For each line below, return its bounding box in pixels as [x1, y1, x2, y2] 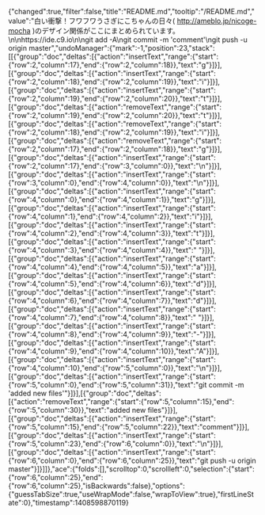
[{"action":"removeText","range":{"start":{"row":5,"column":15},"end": [8, 397, 235, 406]
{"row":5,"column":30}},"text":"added [8, 406, 131, 414]
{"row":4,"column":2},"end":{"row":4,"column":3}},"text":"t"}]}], [8, 229, 215, 238]
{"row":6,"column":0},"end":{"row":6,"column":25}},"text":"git [8, 456, 209, 465]
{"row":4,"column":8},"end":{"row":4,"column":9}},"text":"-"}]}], [8, 330, 216, 339]
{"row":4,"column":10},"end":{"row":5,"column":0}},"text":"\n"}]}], [8, 364, 222, 372]
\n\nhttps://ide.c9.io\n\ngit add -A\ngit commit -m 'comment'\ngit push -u [8, 35, 248, 44]
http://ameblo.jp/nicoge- [176, 16, 257, 25]
